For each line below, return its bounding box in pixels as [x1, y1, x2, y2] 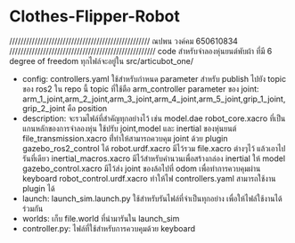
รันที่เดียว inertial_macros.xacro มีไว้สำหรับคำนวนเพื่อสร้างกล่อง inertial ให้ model [21, 153, 286, 164]
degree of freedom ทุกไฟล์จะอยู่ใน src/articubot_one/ [9, 55, 194, 66]
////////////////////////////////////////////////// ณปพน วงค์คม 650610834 [9, 36, 239, 46]
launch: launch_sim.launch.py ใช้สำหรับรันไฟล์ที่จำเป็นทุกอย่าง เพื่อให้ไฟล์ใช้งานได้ [21, 193, 283, 204]
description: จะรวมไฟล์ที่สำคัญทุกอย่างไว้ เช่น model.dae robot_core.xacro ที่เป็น [21, 113, 286, 124]
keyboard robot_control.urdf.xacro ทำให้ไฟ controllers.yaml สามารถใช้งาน [21, 173, 276, 183]
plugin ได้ [21, 182, 55, 193]
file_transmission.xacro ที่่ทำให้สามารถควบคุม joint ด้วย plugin [21, 133, 228, 143]
